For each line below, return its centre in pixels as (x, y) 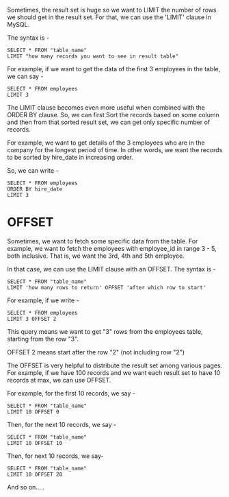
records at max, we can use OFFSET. (59, 380)
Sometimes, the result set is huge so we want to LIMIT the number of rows (112, 10)
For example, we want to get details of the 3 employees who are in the (106, 143)
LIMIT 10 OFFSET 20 (35, 474)
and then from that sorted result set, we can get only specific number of (109, 122)
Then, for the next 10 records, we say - (62, 424)
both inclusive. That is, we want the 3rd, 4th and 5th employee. (96, 256)
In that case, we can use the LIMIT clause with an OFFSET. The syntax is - (112, 269)
